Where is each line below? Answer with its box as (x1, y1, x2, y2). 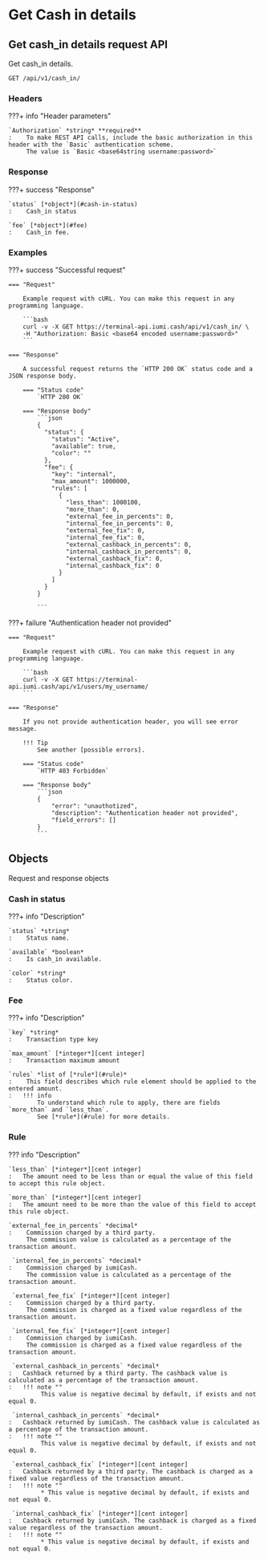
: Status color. (8, 976, 74, 984)
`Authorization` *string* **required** (8, 127, 142, 135)
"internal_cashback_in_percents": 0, (65, 548, 193, 556)
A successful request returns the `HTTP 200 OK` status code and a (22, 365, 253, 373)
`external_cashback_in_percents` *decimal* (11, 1362, 160, 1370)
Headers (8, 92, 43, 104)
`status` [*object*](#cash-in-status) (8, 200, 138, 208)
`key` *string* (8, 1029, 59, 1037)
